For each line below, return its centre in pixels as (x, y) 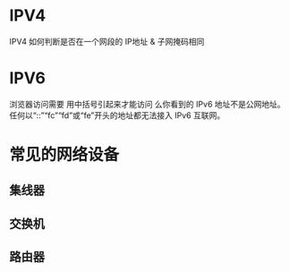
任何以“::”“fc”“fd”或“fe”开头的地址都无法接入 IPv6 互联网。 (117, 115)
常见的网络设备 (64, 155)
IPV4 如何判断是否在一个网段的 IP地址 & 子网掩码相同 (107, 41)
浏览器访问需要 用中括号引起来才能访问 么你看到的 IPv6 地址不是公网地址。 (147, 104)
